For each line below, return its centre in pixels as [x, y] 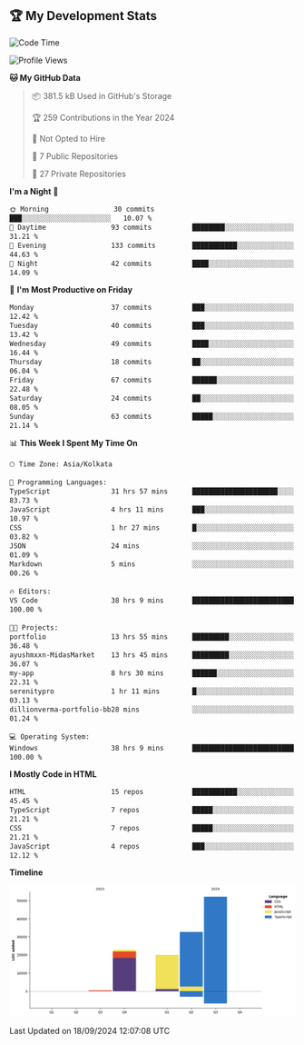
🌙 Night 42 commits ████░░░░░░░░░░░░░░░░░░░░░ [152, 264]
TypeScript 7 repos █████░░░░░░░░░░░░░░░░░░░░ [152, 810]
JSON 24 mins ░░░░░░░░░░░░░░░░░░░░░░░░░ [152, 546]
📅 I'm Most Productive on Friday [71, 289]
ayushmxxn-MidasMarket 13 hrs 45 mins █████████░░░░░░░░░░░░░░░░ [152, 655]
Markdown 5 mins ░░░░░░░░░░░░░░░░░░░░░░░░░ [152, 564]
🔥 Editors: [30, 591]
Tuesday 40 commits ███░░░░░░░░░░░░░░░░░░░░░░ [152, 325]
